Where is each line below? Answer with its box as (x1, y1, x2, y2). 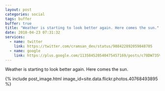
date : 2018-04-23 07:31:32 (5, 30, 60, 35)
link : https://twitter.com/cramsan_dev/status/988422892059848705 (14, 44, 153, 49)
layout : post (5, 7, 32, 12)
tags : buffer (5, 16, 32, 21)
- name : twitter (9, 39, 43, 44)
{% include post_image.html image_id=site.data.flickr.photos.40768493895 (5, 76, 158, 82)
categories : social (5, 12, 45, 17)
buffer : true (5, 21, 32, 26)
